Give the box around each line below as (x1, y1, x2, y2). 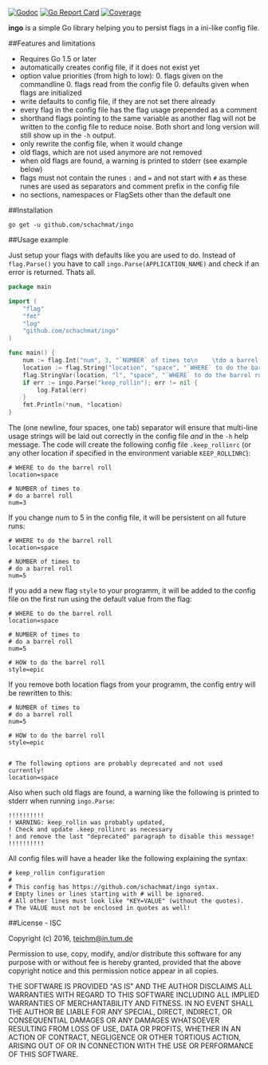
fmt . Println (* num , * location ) (22, 401, 124, 409)
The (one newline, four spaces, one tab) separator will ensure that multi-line (8, 423, 258, 432)
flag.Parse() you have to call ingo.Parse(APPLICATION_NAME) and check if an (8, 259, 259, 268)
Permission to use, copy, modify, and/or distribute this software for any (8, 949, 242, 959)
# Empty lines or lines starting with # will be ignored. (8, 890, 205, 898)
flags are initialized (19, 88, 82, 98)
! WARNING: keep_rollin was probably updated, (8, 819, 166, 827)
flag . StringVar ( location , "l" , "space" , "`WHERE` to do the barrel (22, 371, 251, 379)
